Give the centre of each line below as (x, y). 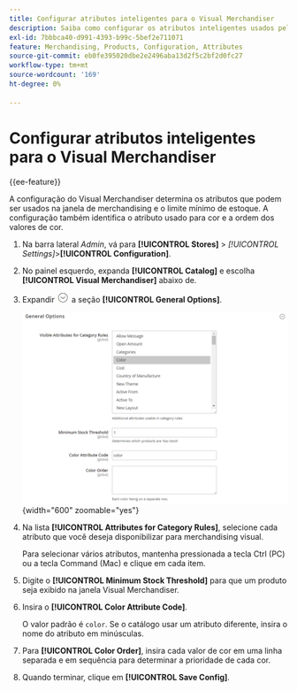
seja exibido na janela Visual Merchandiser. (100, 589)
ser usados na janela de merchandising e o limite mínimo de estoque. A (139, 208)
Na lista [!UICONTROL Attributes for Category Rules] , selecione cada (150, 527)
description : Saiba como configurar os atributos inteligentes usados (142, 28)
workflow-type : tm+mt (49, 65)
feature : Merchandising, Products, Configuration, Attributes (126, 47)
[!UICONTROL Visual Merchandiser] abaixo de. (109, 280)
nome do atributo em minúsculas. (83, 633)
